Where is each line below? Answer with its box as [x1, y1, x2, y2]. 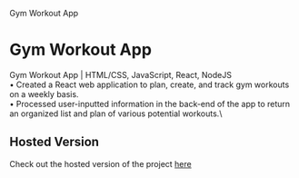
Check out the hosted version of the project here [9, 158, 193, 169]
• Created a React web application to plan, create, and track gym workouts [9, 79, 290, 90]
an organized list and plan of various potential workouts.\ [9, 108, 223, 119]
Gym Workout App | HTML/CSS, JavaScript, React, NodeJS [9, 69, 232, 80]
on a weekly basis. [9, 88, 79, 99]
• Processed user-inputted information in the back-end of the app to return [9, 98, 291, 109]
